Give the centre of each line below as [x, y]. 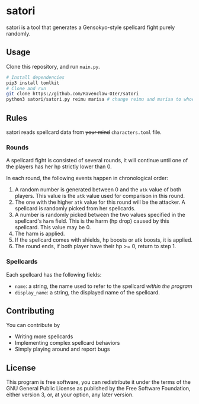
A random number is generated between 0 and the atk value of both [98, 190]
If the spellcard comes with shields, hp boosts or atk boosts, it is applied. [104, 240]
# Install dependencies [36, 77]
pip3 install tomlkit [33, 83]
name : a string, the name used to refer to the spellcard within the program [103, 286]
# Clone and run [26, 88]
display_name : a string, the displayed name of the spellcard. [87, 292]
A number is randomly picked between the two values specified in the [100, 215]
